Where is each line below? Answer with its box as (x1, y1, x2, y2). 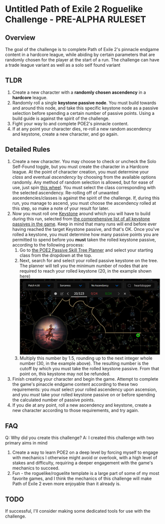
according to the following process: (12, 242, 84, 248)
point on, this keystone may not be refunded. (19, 371, 110, 377)
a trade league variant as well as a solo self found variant (5, 62, 121, 68)
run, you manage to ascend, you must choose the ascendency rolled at (12, 200, 156, 206)
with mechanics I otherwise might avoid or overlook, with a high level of (12, 455, 158, 461)
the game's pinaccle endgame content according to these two (12, 382, 138, 387)
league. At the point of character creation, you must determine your (12, 168, 149, 175)
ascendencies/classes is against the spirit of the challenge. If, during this (12, 195, 160, 201)
